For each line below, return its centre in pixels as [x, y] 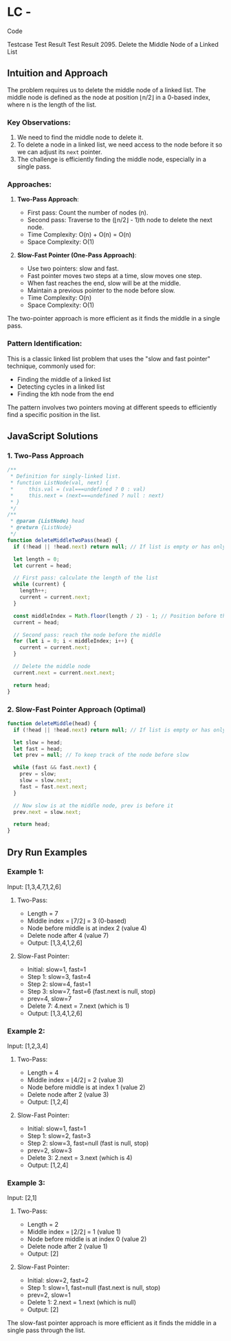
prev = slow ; [38, 774]
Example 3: [26, 1183]
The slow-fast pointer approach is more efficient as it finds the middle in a [112, 1323]
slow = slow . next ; [46, 780]
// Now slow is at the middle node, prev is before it [93, 806]
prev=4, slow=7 [49, 998]
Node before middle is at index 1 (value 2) [86, 1087]
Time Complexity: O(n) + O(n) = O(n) [79, 235]
